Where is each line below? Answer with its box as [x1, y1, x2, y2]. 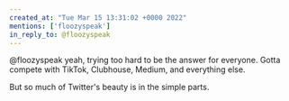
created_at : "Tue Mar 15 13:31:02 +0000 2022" [9, 13, 187, 23]
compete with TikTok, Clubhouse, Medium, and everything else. [9, 64, 246, 75]
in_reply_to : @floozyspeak [9, 30, 111, 39]
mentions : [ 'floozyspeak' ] [9, 22, 111, 31]
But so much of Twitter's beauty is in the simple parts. [9, 82, 210, 93]
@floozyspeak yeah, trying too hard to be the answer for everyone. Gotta [9, 55, 281, 66]
